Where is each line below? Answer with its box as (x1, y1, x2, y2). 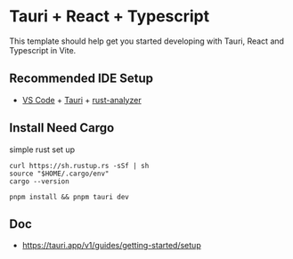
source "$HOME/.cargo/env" (9, 169, 110, 178)
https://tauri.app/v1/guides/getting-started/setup (21, 240, 202, 251)
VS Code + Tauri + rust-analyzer (21, 94, 142, 105)
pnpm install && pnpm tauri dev (9, 192, 129, 201)
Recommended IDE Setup (9, 71, 154, 86)
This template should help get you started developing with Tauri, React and (9, 36, 285, 46)
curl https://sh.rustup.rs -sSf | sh (9, 161, 150, 170)
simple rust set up (9, 144, 76, 155)
